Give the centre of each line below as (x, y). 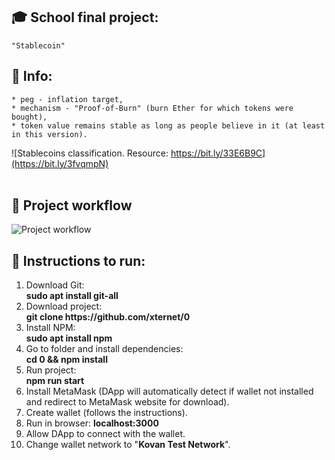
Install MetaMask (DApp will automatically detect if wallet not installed (169, 391)
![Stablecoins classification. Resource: (90, 153)
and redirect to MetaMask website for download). (127, 402)
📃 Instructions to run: (78, 260)
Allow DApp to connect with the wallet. (105, 434)
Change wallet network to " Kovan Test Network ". (128, 445)
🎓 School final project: (85, 17)
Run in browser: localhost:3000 (92, 423)
